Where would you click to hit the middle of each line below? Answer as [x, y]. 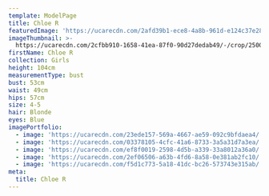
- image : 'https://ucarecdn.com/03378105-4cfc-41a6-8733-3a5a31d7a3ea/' [139, 142]
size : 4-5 [25, 105]
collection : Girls [39, 61]
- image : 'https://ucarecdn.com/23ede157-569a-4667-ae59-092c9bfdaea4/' [139, 134]
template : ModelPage [43, 16]
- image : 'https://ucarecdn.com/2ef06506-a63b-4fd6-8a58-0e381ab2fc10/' [139, 157]
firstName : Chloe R [41, 53]
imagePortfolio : [35, 127]
